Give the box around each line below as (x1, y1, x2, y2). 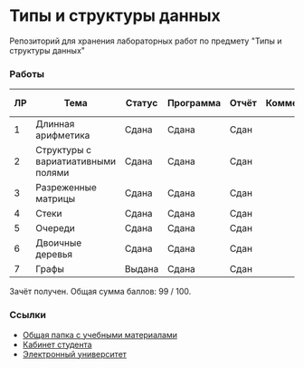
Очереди (35, 222, 75, 235)
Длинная (35, 118, 75, 131)
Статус (125, 97, 158, 110)
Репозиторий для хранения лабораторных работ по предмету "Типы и (9, 35, 282, 46)
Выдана (124, 263, 159, 276)
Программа (166, 97, 222, 110)
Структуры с (35, 144, 92, 157)
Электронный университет (22, 348, 127, 359)
